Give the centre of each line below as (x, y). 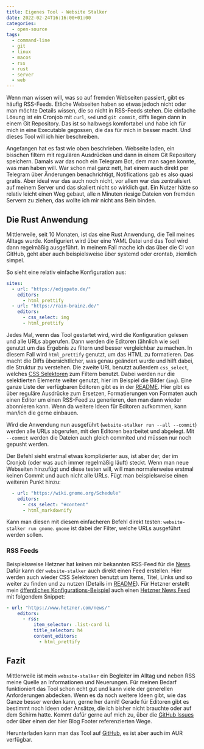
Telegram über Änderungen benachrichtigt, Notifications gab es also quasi (100, 174)
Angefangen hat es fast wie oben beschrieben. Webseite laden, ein (90, 149)
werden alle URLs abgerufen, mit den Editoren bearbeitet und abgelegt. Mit (100, 431)
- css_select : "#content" (55, 504)
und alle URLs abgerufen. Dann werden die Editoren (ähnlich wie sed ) (93, 341)
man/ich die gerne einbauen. (42, 413)
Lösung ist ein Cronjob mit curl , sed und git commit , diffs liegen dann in (97, 117)
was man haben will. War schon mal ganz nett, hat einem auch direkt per (97, 168)
